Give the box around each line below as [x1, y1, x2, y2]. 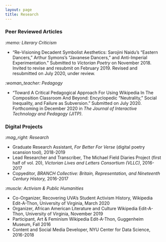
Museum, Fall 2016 [12, 222, 51, 228]
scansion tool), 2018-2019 [12, 150, 65, 156]
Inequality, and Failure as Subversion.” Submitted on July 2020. [12, 100, 142, 106]
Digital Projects [5, 123, 43, 130]
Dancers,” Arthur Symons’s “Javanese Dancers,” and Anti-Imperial [12, 54, 148, 60]
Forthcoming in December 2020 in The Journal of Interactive [12, 105, 137, 111]
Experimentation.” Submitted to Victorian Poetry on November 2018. [12, 60, 152, 66]
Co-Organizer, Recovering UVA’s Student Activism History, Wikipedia [12, 195, 153, 201]
